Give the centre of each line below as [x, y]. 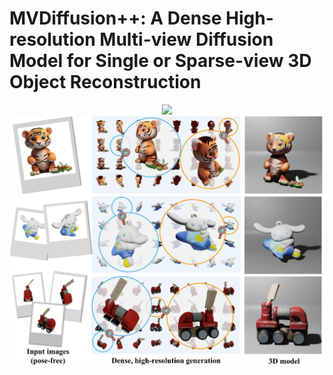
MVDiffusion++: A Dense [115, 18]
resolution [52, 39]
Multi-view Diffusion [186, 39]
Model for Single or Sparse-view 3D [160, 61]
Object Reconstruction [105, 82]
